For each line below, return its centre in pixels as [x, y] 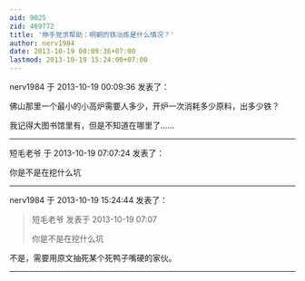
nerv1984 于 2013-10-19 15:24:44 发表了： [89, 200]
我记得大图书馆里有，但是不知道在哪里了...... [92, 125]
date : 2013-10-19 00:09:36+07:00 [73, 52]
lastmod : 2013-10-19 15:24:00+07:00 [79, 60]
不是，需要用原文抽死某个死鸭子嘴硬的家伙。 [93, 258]
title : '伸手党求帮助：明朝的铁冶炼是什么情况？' [92, 34]
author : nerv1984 [42, 43]
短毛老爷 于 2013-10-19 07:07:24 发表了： [87, 153]
